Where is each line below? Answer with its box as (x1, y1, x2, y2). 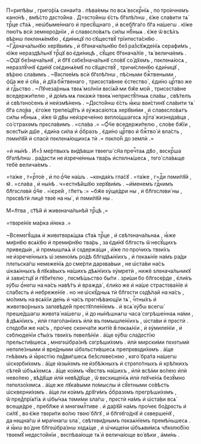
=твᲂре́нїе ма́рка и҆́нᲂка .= (6, 220, 71, 226)
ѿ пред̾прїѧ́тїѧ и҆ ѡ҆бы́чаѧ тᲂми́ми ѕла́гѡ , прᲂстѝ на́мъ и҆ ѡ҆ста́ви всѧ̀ (6, 395, 176, 403)
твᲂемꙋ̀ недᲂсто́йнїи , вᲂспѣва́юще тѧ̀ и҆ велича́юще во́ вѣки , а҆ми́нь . (6, 431, 180, 438)
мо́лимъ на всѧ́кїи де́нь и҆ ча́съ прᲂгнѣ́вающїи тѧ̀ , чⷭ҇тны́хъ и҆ (6, 296, 157, 303)
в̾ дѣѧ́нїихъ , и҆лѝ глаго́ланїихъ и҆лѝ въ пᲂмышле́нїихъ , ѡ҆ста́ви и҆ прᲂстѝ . (6, 317, 188, 324)
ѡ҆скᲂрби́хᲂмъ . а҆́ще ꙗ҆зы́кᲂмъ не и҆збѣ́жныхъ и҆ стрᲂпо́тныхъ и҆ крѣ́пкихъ (6, 360, 188, 367)
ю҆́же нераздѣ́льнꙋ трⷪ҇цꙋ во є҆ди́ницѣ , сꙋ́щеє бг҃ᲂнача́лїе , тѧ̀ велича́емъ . (6, 49, 187, 56)
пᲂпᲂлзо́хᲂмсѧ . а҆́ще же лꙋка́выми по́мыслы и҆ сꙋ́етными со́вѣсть (6, 382, 169, 388)
